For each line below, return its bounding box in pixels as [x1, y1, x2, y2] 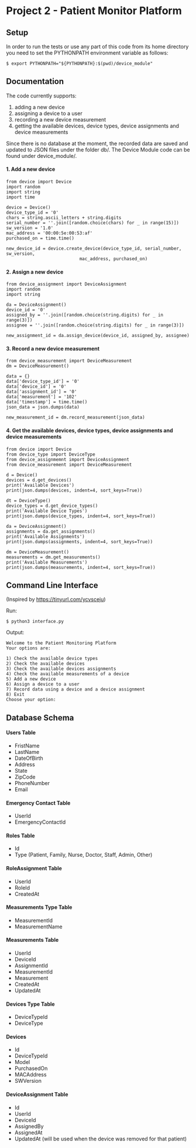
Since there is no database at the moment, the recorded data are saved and [6, 140, 188, 147]
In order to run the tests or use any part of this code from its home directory [6, 43, 189, 50]
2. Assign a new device [6, 268, 64, 275]
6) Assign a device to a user [6, 681, 80, 688]
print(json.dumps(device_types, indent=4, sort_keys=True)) [6, 513, 156, 519]
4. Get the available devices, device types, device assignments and [6, 427, 173, 434]
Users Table [6, 729, 36, 736]
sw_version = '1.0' [6, 225, 54, 231]
